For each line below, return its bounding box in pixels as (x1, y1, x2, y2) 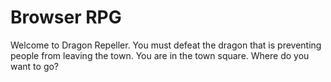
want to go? (10, 60, 60, 72)
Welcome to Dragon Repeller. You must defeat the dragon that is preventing (10, 39, 322, 51)
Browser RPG (10, 6, 122, 29)
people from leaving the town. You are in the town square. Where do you (10, 49, 310, 61)
